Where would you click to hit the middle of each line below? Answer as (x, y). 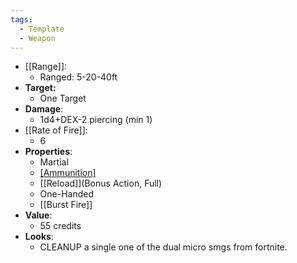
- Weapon (37, 38)
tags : (21, 19)
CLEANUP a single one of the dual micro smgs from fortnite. (163, 247)
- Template (42, 29)
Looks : (39, 237)
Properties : (48, 152)
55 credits (60, 226)
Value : (38, 215)
